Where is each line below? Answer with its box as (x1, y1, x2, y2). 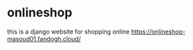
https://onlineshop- (131, 27, 186, 36)
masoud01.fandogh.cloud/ (7, 34, 81, 42)
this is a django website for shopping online (7, 27, 130, 36)
